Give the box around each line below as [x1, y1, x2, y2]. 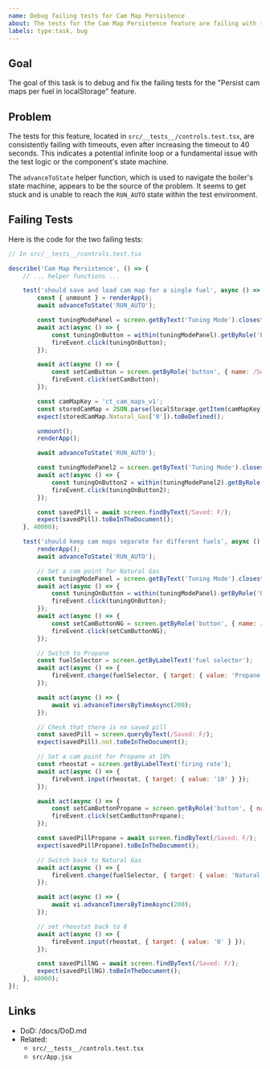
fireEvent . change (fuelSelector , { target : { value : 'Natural [51, 871, 261, 879]
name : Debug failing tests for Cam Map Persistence [8, 11, 185, 20]
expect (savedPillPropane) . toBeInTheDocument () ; [37, 841, 199, 850]
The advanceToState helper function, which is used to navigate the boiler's [8, 172, 253, 182]
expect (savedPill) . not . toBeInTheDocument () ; [37, 738, 189, 746]
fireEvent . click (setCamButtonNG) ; [51, 627, 167, 635]
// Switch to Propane [37, 649, 110, 657]
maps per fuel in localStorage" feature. [8, 86, 137, 97]
